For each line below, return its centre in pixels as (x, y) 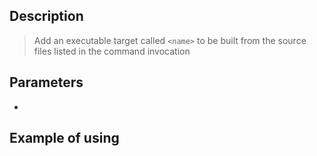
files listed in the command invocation (112, 51)
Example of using (64, 138)
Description (46, 16)
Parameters (46, 82)
